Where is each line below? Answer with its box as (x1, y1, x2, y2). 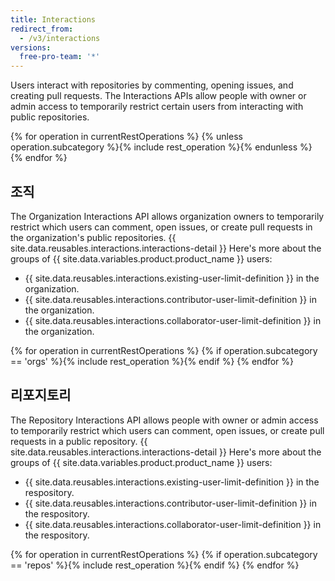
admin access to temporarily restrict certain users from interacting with (10, 101, 304, 113)
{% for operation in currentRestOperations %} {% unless (10, 131, 243, 143)
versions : (10, 42, 52, 53)
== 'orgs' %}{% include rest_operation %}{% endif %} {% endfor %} (10, 355, 295, 367)
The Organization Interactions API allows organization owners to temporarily (10, 210, 325, 222)
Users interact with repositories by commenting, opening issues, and (10, 79, 294, 91)
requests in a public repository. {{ (10, 435, 148, 447)
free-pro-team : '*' (19, 52, 101, 62)
